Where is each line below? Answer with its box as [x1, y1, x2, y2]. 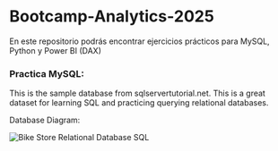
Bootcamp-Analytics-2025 [9, 6, 215, 27]
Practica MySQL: [9, 67, 85, 80]
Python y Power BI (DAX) [9, 45, 101, 55]
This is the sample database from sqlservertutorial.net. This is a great [9, 88, 266, 99]
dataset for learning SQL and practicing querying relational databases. [9, 97, 269, 108]
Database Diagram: [9, 114, 81, 126]
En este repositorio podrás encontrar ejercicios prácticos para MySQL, [9, 36, 271, 46]
